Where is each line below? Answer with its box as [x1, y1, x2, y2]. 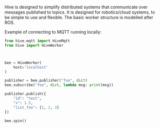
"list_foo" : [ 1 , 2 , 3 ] [13, 105, 59, 110]
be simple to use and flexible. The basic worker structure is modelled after [4, 15, 154, 20]
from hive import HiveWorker [4, 43, 64, 48]
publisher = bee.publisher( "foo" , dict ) [4, 78, 88, 83]
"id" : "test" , [13, 96, 42, 101]
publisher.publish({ [4, 91, 47, 96]
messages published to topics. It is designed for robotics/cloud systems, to [4, 9, 155, 15]
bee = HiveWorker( [4, 60, 42, 65]
